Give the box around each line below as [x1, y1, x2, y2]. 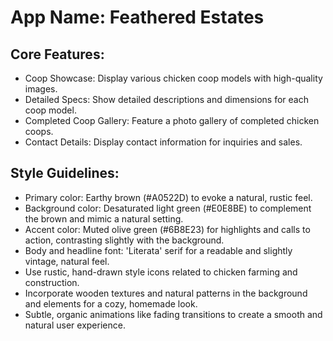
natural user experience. [24, 319, 126, 331]
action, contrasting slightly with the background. [24, 234, 225, 246]
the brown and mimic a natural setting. [24, 212, 184, 225]
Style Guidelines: [10, 165, 120, 182]
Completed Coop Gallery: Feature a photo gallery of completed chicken [24, 115, 320, 126]
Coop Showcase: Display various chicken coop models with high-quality [24, 72, 323, 84]
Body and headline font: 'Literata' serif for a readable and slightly [24, 244, 293, 256]
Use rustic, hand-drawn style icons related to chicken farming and [24, 266, 298, 278]
